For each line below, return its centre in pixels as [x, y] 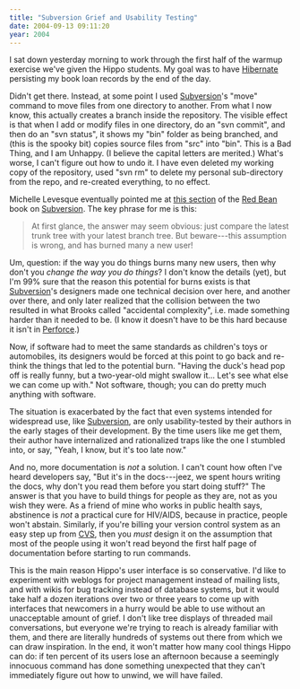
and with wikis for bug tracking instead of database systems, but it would [144, 589]
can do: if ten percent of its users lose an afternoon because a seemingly [144, 657]
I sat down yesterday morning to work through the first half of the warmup [146, 60]
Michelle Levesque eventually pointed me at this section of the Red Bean [143, 199]
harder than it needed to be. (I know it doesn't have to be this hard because [148, 320]
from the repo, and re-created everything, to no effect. [110, 182]
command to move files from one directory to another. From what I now [141, 106]
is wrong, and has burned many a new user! [112, 245]
